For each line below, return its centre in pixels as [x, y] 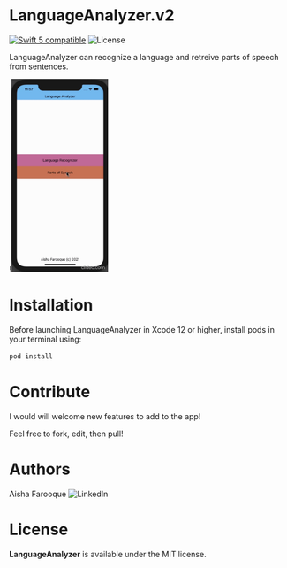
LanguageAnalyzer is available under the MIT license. [108, 554]
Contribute [50, 391]
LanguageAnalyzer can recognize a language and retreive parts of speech [144, 57]
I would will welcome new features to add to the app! [105, 416]
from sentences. [39, 66]
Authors [40, 469]
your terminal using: [45, 339]
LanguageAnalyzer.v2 [92, 15]
